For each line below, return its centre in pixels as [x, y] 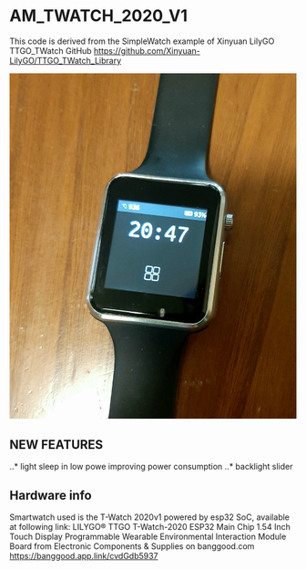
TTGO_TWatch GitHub [51, 50]
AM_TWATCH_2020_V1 [99, 16]
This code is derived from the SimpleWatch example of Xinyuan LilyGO [142, 41]
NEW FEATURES [56, 445]
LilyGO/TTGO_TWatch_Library [66, 60]
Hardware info [51, 495]
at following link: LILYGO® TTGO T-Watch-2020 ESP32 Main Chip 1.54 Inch [150, 527]
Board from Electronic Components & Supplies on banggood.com [132, 546]
